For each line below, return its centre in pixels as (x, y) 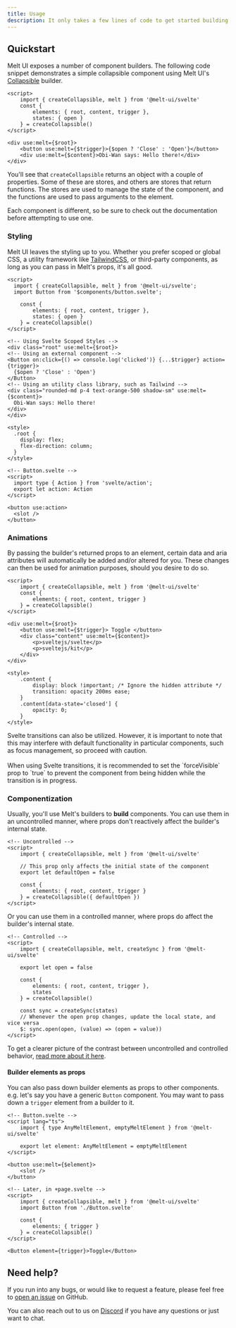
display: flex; (42, 440)
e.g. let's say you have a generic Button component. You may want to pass (116, 1095)
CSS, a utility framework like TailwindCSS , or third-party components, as (113, 259)
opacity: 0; (50, 710)
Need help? (33, 1273)
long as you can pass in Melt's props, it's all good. (80, 267)
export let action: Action (53, 489)
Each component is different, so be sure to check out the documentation (112, 211)
